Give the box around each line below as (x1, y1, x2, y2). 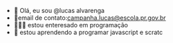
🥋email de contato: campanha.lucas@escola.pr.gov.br (13, 14, 166, 22)
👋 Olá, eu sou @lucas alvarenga (13, 7, 105, 14)
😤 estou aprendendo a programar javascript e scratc (13, 28, 163, 36)
